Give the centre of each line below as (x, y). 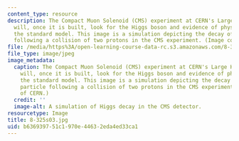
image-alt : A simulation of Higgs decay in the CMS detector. (108, 107)
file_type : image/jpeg (41, 54)
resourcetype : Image (38, 113)
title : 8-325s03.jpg (38, 120)
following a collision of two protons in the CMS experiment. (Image (119, 41)
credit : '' (30, 100)
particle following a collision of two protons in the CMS (110, 87)
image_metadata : (31, 61)
